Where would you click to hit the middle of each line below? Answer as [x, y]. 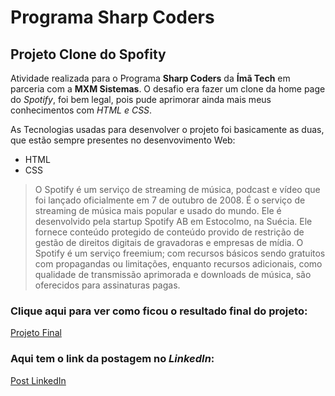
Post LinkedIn [38, 380]
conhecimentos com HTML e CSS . [81, 110]
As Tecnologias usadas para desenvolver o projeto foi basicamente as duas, [167, 129]
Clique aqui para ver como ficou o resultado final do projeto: [159, 311]
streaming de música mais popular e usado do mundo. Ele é [158, 210]
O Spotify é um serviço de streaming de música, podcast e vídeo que [177, 189]
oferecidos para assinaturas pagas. [107, 285]
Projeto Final [36, 333]
